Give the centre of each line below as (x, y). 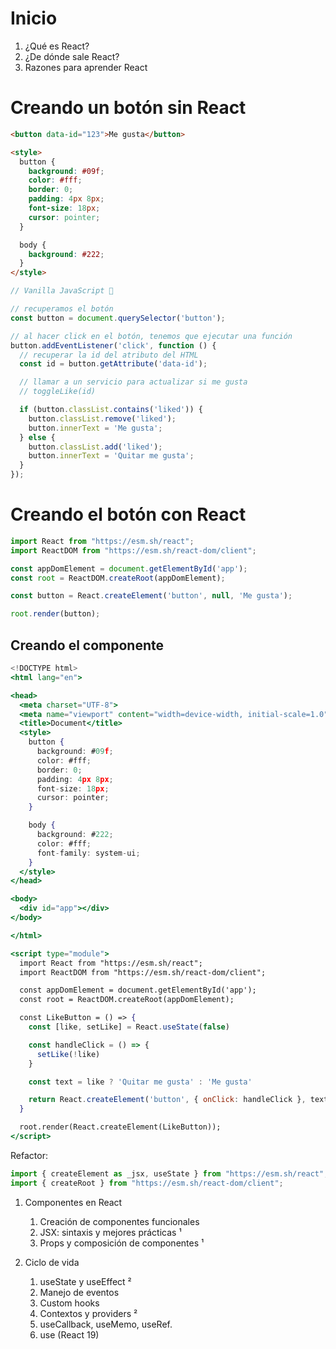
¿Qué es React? (57, 46)
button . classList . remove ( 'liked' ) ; (102, 418)
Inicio (34, 18)
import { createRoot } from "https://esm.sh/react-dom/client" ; (147, 1183)
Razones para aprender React (86, 67)
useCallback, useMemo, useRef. (106, 1324)
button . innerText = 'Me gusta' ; (95, 428)
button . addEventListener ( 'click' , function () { (113, 345)
